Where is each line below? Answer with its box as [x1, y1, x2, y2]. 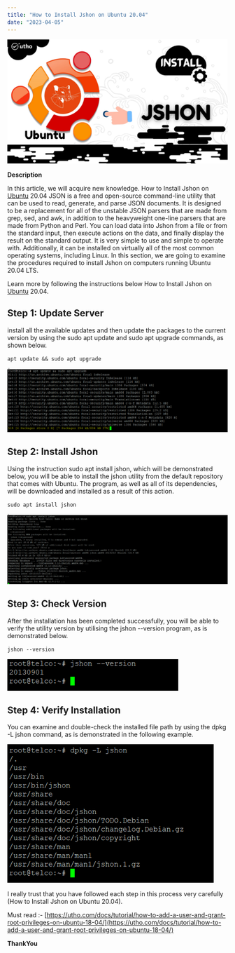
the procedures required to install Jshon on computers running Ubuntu [7, 259, 211, 266]
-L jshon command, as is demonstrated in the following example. [7, 730, 194, 739]
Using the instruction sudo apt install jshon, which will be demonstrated [7, 464, 213, 473]
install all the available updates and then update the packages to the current [7, 326, 226, 334]
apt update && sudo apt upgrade [7, 355, 101, 363]
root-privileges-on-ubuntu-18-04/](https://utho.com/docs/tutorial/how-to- [7, 919, 222, 927]
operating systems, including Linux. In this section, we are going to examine [7, 251, 226, 259]
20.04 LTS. [7, 266, 39, 274]
